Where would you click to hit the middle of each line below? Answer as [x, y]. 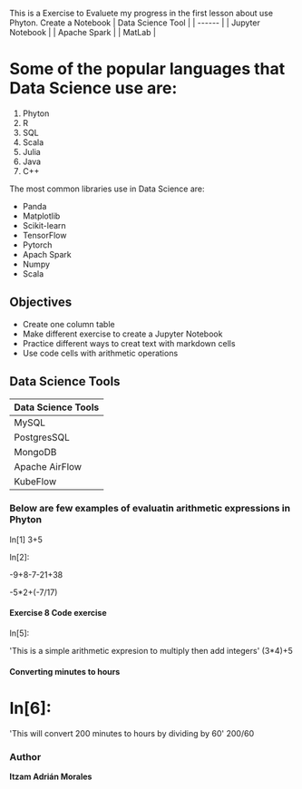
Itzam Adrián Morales [51, 776]
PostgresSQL [42, 437]
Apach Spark [47, 254]
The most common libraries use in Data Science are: [107, 189]
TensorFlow [44, 235]
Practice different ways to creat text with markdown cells [129, 343]
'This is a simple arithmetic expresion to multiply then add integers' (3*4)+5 [151, 651]
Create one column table [68, 324]
